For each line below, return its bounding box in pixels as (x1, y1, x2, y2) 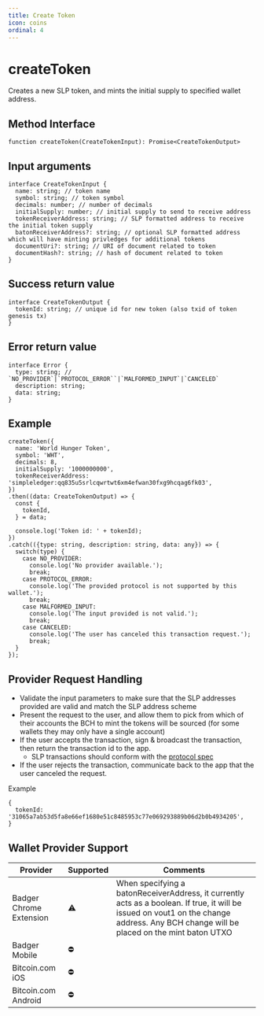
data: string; (15, 389, 61, 397)
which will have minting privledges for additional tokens (8, 235, 206, 243)
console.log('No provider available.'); (28, 562, 163, 570)
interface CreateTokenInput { (8, 180, 108, 188)
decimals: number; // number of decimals (15, 201, 153, 209)
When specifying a (116, 878, 186, 889)
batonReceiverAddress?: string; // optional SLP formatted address (15, 228, 241, 236)
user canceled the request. (19, 769, 108, 778)
